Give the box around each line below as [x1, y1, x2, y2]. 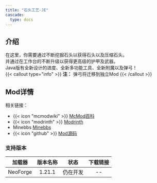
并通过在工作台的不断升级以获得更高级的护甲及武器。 [5, 58, 118, 65]
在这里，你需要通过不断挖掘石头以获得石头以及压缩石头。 [5, 52, 127, 58]
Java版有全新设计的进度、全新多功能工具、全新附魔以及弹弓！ [5, 65, 137, 71]
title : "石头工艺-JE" [5, 7, 49, 13]
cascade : [5, 12, 24, 17]
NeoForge [8, 169, 32, 176]
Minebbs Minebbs [12, 124, 51, 130]
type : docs [10, 17, 33, 22]
